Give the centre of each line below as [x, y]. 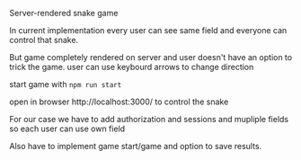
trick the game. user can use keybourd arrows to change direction [132, 67]
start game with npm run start [66, 84]
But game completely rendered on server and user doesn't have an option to [151, 57]
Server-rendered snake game [64, 13]
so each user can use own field [67, 129]
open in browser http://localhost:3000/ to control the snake [119, 102]
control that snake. [44, 40]
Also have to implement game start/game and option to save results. [136, 146]
